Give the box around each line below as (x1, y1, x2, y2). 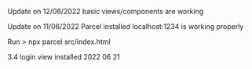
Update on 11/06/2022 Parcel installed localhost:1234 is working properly (7, 22, 244, 31)
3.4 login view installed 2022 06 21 (7, 53, 120, 61)
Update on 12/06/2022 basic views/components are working (7, 7, 204, 16)
